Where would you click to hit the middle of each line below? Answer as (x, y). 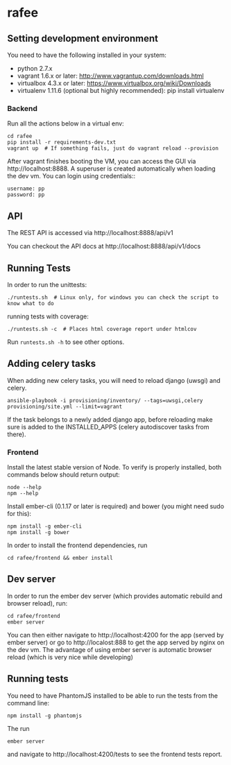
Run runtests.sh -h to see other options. (66, 342)
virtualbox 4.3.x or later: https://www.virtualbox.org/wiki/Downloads (114, 83)
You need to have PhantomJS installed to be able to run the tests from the (113, 696)
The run (18, 728)
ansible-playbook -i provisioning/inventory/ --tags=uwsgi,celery (105, 400)
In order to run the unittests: (47, 284)
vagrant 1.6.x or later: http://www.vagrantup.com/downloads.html (110, 76)
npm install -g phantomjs (44, 716)
